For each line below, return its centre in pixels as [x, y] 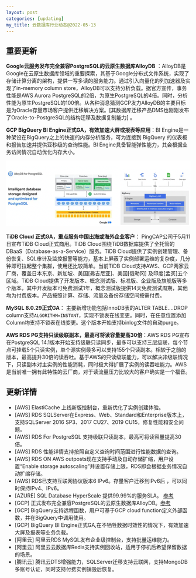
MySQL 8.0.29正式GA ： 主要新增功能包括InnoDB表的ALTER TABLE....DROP [97, 308]
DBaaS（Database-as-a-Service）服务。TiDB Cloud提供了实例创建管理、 [94, 251]
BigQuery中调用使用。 [62, 517]
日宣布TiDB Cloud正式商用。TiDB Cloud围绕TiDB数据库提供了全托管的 [90, 243]
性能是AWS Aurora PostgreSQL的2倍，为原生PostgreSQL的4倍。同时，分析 [97, 96]
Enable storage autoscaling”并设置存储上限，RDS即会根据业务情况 [102, 466]
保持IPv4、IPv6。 [41, 488]
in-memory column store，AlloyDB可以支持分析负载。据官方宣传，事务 [102, 88]
